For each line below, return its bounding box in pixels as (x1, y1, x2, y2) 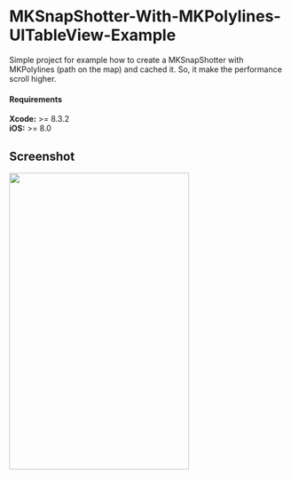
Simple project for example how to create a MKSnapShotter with (9, 54, 244, 65)
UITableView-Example (9, 25, 177, 45)
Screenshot (9, 148, 75, 164)
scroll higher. (9, 73, 57, 84)
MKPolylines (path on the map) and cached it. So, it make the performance (9, 64, 282, 75)
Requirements (9, 93, 63, 104)
